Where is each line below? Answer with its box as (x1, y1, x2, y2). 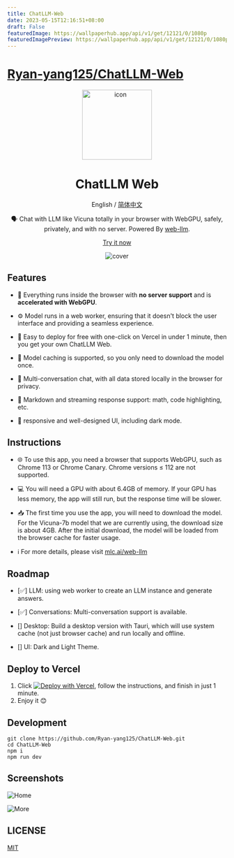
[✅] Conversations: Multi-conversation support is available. (17, 608, 188, 616)
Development (7, 717, 68, 729)
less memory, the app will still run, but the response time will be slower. (17, 494, 222, 503)
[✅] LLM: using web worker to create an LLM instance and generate (17, 586, 212, 595)
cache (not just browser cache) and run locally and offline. (17, 630, 186, 638)
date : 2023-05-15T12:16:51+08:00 (7, 17, 104, 24)
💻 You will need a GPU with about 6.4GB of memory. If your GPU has (17, 484, 217, 493)
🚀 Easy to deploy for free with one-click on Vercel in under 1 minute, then (17, 333, 227, 341)
